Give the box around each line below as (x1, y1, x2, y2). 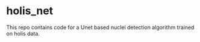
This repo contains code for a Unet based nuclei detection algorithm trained (6, 24, 195, 31)
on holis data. (6, 30, 40, 37)
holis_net (6, 4, 54, 18)
